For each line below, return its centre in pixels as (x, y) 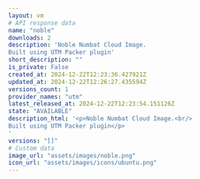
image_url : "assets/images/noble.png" (72, 155)
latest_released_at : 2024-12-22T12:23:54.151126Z (92, 104)
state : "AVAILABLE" (40, 112)
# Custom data (32, 148)
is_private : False (38, 67)
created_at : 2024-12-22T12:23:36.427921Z (77, 74)
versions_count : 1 (38, 89)
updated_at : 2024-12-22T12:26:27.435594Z (77, 82)
